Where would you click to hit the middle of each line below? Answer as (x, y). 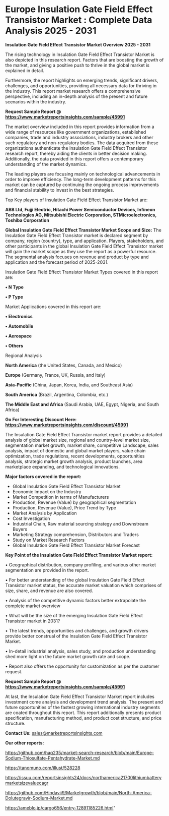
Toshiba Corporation (27, 220)
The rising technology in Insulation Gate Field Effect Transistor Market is (80, 54)
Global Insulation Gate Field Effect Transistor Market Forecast (76, 545)
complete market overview (33, 606)
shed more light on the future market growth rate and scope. (68, 656)
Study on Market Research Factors (48, 540)
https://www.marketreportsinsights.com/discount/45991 (67, 425)
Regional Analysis (24, 355)
